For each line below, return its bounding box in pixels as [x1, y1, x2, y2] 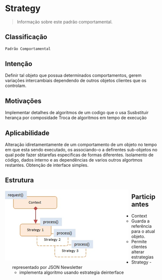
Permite [131, 239, 147, 245]
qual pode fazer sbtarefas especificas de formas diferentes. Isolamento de [5, 152, 154, 158]
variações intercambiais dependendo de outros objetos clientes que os [5, 78, 147, 84]
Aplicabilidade [5, 129, 50, 137]
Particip [131, 192, 156, 201]
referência [131, 223, 152, 229]
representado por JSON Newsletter [12, 265, 83, 270]
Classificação [5, 33, 47, 41]
